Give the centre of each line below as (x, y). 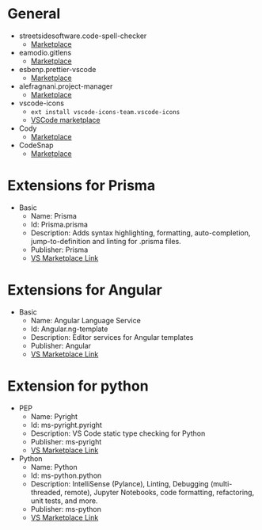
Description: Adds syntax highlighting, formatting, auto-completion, (140, 233)
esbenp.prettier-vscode (57, 69)
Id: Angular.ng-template (69, 329)
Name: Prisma (53, 215)
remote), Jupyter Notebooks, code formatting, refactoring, (159, 492)
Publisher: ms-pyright (66, 441)
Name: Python (54, 467)
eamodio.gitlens (45, 52)
